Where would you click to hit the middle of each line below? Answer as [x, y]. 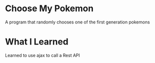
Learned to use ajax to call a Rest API [43, 55]
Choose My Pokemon [49, 9]
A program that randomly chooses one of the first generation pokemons [77, 22]
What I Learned [37, 42]
